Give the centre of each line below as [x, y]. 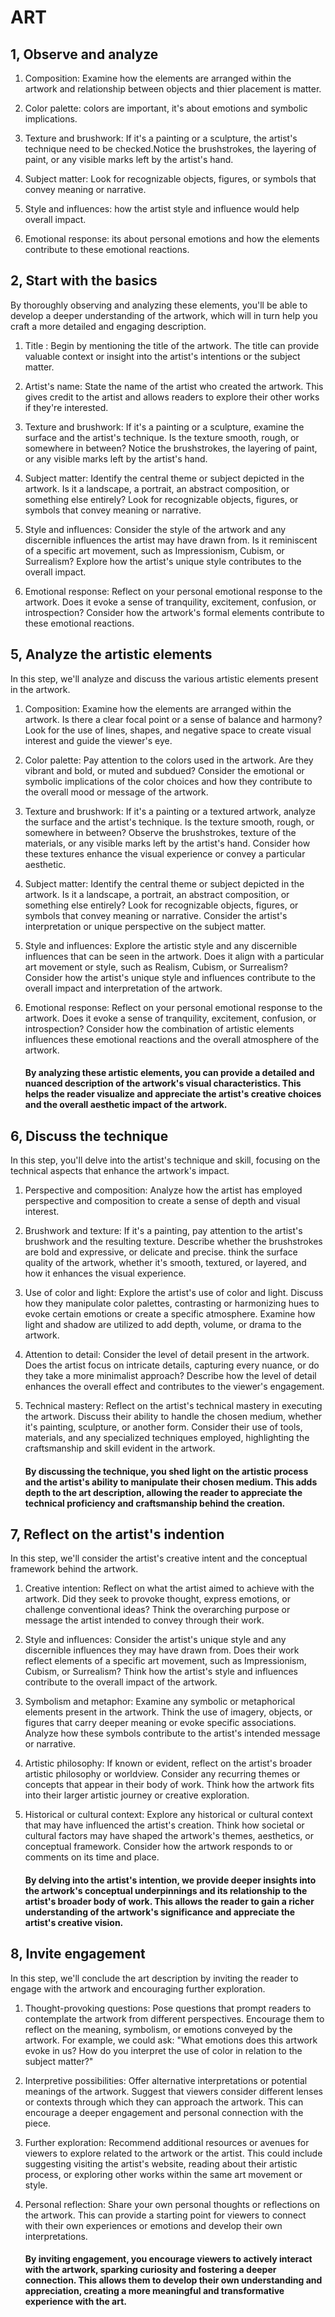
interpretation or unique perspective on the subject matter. [145, 926]
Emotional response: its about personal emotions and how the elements [172, 239]
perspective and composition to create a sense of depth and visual [162, 1201]
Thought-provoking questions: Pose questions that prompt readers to [168, 2008]
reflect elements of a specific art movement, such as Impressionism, [165, 1661]
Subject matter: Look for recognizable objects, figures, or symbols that [170, 179]
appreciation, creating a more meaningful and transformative [154, 2291]
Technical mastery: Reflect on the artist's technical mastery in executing [173, 1406]
